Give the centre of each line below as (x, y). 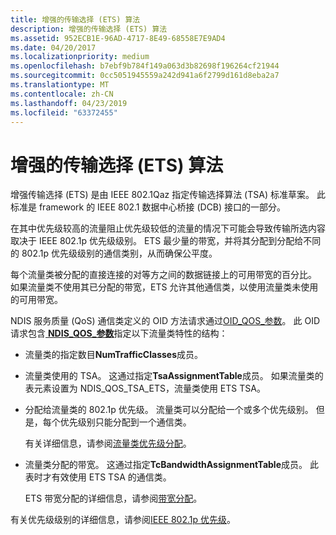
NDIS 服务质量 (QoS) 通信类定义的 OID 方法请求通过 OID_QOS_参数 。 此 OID (165, 321)
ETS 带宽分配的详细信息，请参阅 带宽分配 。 (113, 498)
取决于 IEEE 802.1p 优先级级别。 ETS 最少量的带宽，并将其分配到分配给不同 (166, 241)
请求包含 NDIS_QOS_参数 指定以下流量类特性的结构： (119, 333)
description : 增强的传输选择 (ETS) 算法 (89, 29)
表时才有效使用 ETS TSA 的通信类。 (98, 477)
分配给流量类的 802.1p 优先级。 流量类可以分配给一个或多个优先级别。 (169, 410)
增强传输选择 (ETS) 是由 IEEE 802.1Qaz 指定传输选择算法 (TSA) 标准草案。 (162, 195)
